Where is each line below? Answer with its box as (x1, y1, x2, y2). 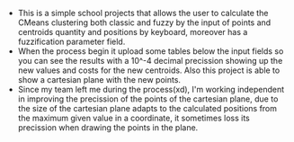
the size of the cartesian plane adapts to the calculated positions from (17, 103, 277, 113)
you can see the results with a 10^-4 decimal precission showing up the (17, 56, 283, 66)
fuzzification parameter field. (17, 36, 126, 47)
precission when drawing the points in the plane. (17, 122, 199, 133)
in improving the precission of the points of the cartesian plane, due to (17, 93, 279, 104)
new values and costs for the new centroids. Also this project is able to (17, 65, 281, 75)
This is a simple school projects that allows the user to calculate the (17, 8, 269, 18)
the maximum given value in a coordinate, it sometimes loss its (17, 112, 250, 123)
